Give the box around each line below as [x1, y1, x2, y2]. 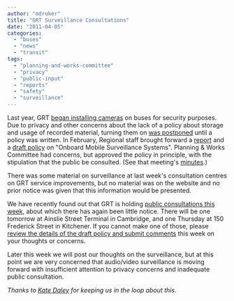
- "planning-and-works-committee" [13, 62, 114, 69]
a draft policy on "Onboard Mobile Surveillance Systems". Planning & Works [7, 144, 225, 151]
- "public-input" [13, 75, 64, 82]
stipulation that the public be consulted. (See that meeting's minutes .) [7, 158, 207, 166]
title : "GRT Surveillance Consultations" [7, 17, 130, 24]
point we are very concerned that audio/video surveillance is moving [7, 258, 205, 265]
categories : [7, 29, 42, 37]
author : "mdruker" [7, 10, 61, 17]
